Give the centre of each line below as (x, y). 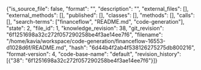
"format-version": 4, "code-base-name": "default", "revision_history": (94, 54)
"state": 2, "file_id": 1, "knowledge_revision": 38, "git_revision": (85, 28)
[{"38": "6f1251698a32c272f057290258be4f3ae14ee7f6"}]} (82, 61)
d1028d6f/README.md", (37, 47)
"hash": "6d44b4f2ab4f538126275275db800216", (132, 47)
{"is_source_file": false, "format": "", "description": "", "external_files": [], (97, 9)
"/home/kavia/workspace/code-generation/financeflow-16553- (86, 41)
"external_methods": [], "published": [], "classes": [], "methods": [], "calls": (101, 15)
